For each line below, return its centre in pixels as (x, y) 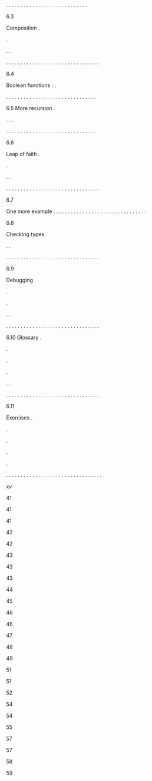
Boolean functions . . (31, 85)
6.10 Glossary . (24, 337)
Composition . (23, 28)
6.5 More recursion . (31, 108)
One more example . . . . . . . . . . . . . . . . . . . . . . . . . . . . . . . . (76, 211)
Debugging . (21, 280)
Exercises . (19, 418)
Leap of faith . (23, 154)
